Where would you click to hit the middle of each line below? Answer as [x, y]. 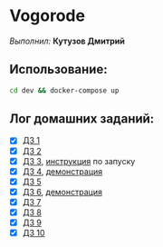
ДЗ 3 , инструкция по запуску [79, 161]
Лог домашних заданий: [82, 119]
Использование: [58, 69]
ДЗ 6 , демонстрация [62, 192]
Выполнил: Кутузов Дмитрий [67, 41]
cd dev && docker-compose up [64, 90]
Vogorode [48, 16]
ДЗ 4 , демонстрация [62, 171]
